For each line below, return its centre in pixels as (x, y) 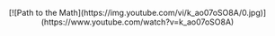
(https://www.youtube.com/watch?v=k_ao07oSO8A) (137, 22)
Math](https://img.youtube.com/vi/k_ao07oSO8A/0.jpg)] (163, 13)
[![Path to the (33, 13)
